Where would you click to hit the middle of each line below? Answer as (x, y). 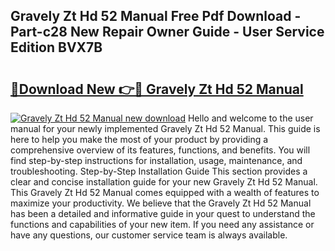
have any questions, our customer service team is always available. (149, 235)
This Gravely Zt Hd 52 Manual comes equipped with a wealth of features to (165, 192)
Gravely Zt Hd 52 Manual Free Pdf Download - (156, 16)
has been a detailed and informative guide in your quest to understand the (163, 213)
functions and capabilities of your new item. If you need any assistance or (162, 224)
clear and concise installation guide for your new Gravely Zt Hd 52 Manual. (164, 182)
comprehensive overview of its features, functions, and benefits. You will (160, 150)
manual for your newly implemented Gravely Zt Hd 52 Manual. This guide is (165, 128)
